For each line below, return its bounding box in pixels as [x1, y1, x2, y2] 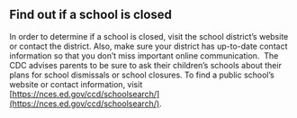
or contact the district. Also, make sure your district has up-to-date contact [9, 41, 288, 51]
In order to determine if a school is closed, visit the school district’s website [9, 31, 289, 41]
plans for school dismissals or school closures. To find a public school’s [9, 69, 274, 80]
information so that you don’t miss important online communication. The [9, 50, 279, 61]
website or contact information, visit [9, 78, 143, 89]
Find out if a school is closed [9, 7, 173, 23]
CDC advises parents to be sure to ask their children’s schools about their [9, 59, 282, 70]
